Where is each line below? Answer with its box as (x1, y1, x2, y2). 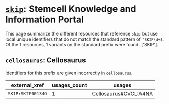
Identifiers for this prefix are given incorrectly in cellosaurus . (5, 70, 133, 76)
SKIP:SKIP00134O (8, 91, 47, 96)
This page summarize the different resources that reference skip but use (5, 30, 158, 37)
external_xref (11, 82, 44, 89)
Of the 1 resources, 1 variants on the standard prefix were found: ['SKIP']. (5, 41, 159, 47)
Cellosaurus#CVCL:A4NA (92, 90, 153, 97)
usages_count (51, 82, 88, 89)
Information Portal (5, 14, 84, 25)
